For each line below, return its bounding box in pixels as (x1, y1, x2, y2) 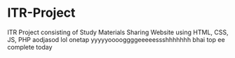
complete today (7, 43, 53, 51)
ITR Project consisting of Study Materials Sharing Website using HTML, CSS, (7, 28, 229, 36)
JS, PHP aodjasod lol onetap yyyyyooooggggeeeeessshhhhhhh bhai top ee (7, 35, 226, 43)
